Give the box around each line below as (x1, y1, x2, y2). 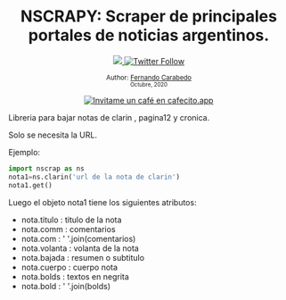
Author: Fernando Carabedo (105, 73, 192, 82)
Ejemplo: (8, 146, 41, 157)
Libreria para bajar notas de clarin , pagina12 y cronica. (8, 112, 210, 122)
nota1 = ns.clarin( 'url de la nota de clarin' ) (8, 172, 180, 181)
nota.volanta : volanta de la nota (20, 243, 139, 254)
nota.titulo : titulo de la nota (20, 214, 122, 225)
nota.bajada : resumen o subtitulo (20, 252, 144, 262)
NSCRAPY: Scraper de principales (20, 6, 278, 27)
